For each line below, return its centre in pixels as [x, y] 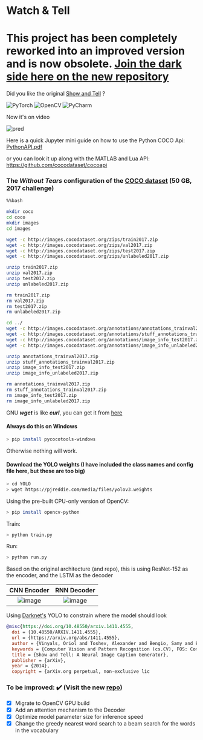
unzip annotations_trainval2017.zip [52, 356]
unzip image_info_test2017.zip [46, 368]
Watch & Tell [38, 11]
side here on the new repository [88, 77]
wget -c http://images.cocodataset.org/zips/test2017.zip [81, 251]
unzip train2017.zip [32, 267]
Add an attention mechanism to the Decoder [70, 710]
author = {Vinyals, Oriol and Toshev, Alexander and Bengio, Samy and [102, 643]
